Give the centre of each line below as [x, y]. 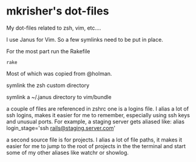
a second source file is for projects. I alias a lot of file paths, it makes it [94, 140]
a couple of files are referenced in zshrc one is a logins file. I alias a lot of [98, 109]
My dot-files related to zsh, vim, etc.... [54, 28]
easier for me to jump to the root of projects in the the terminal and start [96, 146]
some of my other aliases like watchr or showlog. [68, 152]
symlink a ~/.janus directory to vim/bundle [59, 97]
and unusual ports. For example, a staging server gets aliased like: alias [96, 121]
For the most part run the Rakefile [48, 51]
